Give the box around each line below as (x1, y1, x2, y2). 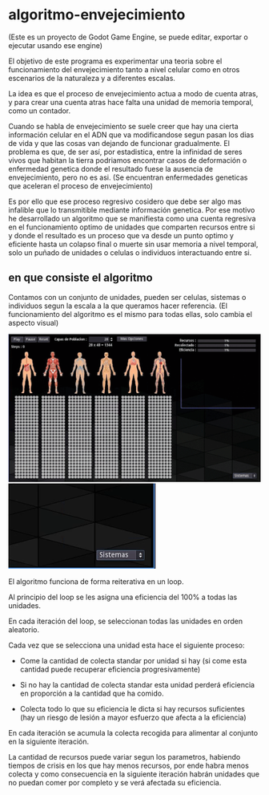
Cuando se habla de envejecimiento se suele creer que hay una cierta (8, 121, 239, 131)
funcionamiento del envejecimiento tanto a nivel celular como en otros (8, 64, 240, 74)
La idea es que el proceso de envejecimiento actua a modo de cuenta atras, (8, 88, 259, 98)
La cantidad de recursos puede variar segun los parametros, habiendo (8, 752, 241, 762)
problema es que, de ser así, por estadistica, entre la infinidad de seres (8, 147, 243, 156)
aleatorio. (8, 625, 40, 635)
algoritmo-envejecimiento (8, 6, 186, 24)
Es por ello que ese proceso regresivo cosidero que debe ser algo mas (8, 197, 242, 206)
